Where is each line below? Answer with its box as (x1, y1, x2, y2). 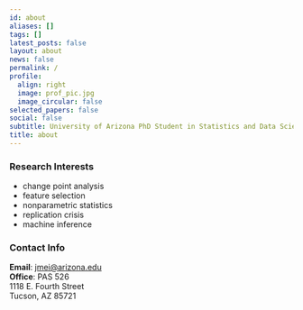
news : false (9, 55, 54, 64)
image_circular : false (17, 96, 103, 106)
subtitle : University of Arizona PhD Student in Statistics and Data (9, 123, 277, 132)
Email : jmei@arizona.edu (9, 262, 102, 273)
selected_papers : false (9, 105, 99, 114)
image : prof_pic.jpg (17, 88, 95, 97)
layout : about (9, 47, 63, 56)
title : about (9, 131, 59, 140)
